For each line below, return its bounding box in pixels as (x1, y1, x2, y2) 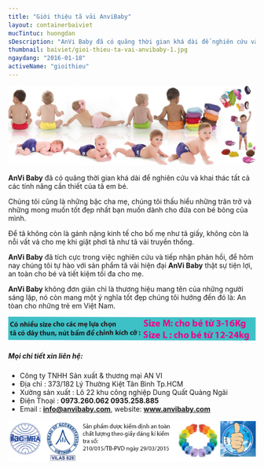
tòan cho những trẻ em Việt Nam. (8, 301, 116, 310)
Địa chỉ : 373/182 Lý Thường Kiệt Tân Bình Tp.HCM (19, 379, 184, 389)
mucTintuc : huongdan (8, 29, 76, 37)
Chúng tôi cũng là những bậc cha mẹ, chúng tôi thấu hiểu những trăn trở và (8, 197, 252, 206)
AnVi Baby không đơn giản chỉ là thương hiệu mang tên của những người (8, 284, 244, 294)
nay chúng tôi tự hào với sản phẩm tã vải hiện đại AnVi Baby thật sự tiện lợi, (8, 260, 253, 270)
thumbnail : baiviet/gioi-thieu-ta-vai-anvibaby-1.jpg (8, 46, 189, 54)
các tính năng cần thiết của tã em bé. (8, 181, 129, 190)
